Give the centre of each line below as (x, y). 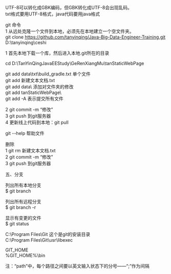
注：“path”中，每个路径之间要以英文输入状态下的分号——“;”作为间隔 (78, 266)
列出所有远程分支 (23, 201)
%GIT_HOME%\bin (25, 255)
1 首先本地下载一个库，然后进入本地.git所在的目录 (57, 53)
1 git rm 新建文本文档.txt (30, 151)
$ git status (17, 224)
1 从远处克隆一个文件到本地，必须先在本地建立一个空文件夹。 (70, 31)
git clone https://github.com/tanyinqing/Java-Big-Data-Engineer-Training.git (85, 37)
